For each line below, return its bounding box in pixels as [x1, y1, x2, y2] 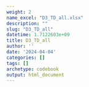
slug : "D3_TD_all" [6, 26, 53, 32]
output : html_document [6, 72, 64, 78]
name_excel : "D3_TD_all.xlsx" [6, 15, 84, 21]
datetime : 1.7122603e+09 [6, 32, 70, 38]
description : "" [6, 20, 48, 26]
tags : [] [6, 60, 29, 66]
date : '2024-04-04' [6, 49, 56, 55]
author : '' [6, 43, 34, 50]
